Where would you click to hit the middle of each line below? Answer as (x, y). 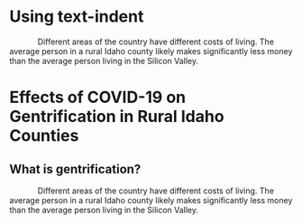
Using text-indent (77, 17)
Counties (44, 136)
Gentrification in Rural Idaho (117, 117)
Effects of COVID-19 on (98, 98)
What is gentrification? (75, 169)
